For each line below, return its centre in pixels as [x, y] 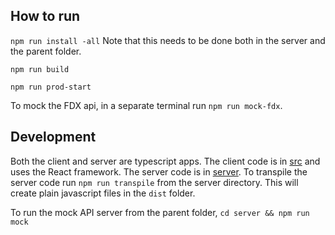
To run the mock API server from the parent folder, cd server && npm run [160, 212]
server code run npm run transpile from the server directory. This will [154, 182]
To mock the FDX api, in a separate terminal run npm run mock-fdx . [146, 105]
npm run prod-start [51, 87]
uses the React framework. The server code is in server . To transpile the [159, 171]
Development [53, 137]
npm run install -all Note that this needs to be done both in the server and [168, 40]
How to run [45, 16]
